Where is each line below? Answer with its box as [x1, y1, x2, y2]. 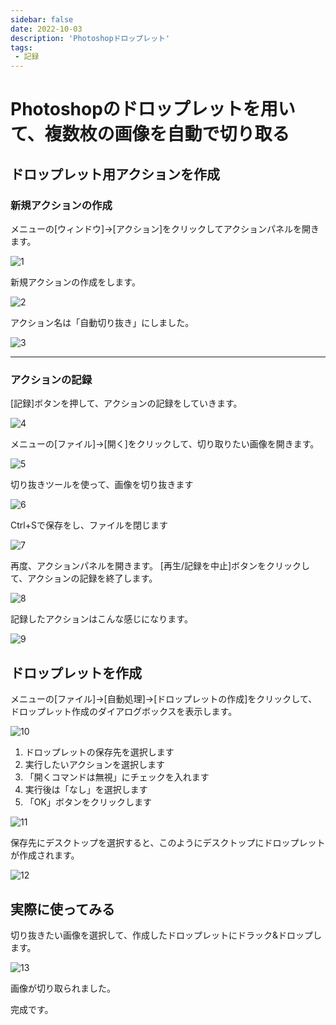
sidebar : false [10, 14, 74, 25]
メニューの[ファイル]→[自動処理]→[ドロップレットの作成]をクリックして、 [10, 693, 318, 705]
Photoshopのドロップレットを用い [10, 98, 296, 121]
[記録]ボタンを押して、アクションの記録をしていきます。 [10, 397, 243, 410]
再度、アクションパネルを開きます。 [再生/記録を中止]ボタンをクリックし [10, 560, 311, 572]
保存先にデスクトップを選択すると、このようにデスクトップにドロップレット [10, 837, 326, 849]
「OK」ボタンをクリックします [24, 796, 152, 808]
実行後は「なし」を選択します [24, 784, 148, 796]
